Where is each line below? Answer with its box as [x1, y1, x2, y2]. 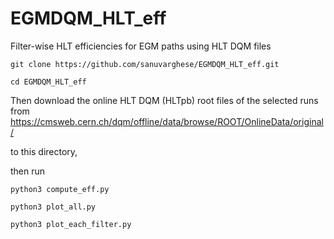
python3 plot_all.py [10, 202, 97, 212]
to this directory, [10, 145, 78, 157]
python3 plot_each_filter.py [10, 219, 132, 229]
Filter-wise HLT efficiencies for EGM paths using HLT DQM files [10, 40, 272, 52]
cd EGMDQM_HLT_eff [10, 77, 87, 87]
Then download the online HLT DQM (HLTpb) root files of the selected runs [10, 94, 319, 106]
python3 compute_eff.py [10, 184, 110, 194]
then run [10, 165, 46, 177]
